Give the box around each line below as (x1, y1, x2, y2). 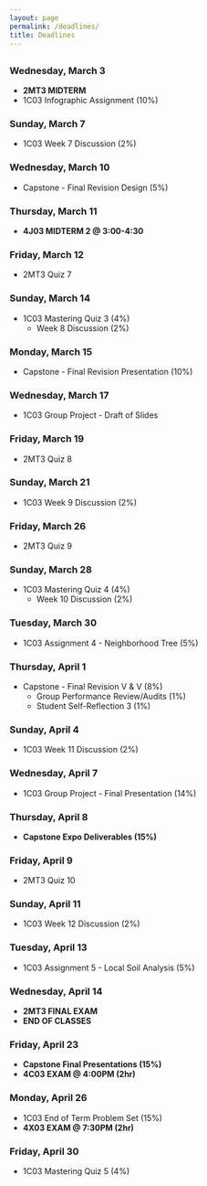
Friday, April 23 (9, 1039, 79, 1051)
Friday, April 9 (9, 854, 73, 867)
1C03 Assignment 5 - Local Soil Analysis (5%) (22, 962, 195, 973)
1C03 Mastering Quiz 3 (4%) (22, 313, 130, 324)
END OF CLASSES (22, 1016, 92, 1027)
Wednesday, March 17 (9, 389, 109, 401)
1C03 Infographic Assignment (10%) (22, 95, 159, 106)
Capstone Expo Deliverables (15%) (22, 831, 158, 842)
